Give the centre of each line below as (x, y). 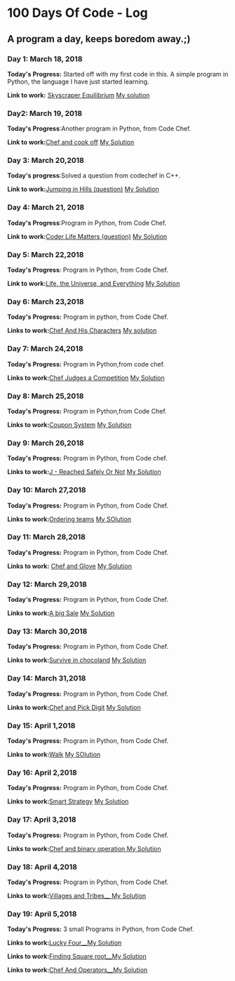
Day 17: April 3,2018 (42, 819)
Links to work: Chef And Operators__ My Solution (78, 970)
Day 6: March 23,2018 (46, 301)
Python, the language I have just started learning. (78, 81)
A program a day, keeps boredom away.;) (99, 39)
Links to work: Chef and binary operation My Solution (84, 848)
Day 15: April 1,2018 (41, 725)
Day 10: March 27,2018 (47, 490)
